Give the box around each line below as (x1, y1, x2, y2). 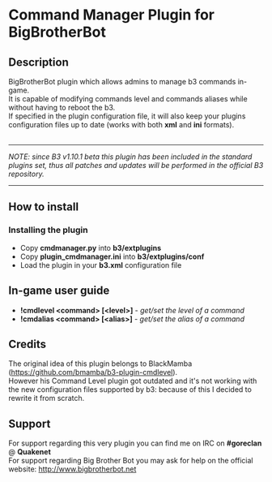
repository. (8, 169, 45, 179)
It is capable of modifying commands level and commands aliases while (8, 94, 249, 103)
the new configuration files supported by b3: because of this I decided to (8, 385, 253, 394)
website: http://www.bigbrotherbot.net (8, 464, 137, 474)
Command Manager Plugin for (8, 6, 215, 24)
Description (8, 55, 69, 69)
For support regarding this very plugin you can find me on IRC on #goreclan (8, 438, 262, 448)
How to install (8, 200, 79, 214)
